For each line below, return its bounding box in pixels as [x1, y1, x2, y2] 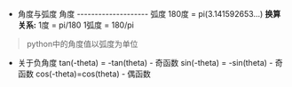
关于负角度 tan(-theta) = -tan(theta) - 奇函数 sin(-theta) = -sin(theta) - [17, 58, 273, 67]
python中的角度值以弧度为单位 [26, 39, 138, 49]
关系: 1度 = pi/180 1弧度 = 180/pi [17, 20, 135, 30]
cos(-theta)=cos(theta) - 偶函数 [35, 68, 151, 79]
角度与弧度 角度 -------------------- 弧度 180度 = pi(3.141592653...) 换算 [17, 9, 281, 19]
